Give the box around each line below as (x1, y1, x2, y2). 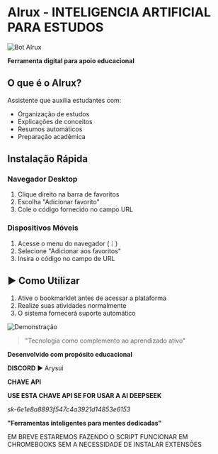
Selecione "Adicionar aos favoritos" (17, 246, 122, 255)
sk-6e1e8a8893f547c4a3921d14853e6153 (7, 405, 131, 414)
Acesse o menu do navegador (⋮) (17, 239, 118, 248)
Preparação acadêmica (17, 132, 86, 140)
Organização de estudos (17, 109, 90, 118)
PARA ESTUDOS (7, 19, 104, 35)
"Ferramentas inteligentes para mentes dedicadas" (7, 419, 162, 427)
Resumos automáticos (17, 125, 83, 133)
